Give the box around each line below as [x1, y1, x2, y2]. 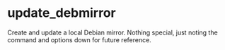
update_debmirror [7, 5, 116, 21]
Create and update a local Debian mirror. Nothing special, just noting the [7, 28, 218, 37]
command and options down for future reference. [7, 35, 152, 44]
